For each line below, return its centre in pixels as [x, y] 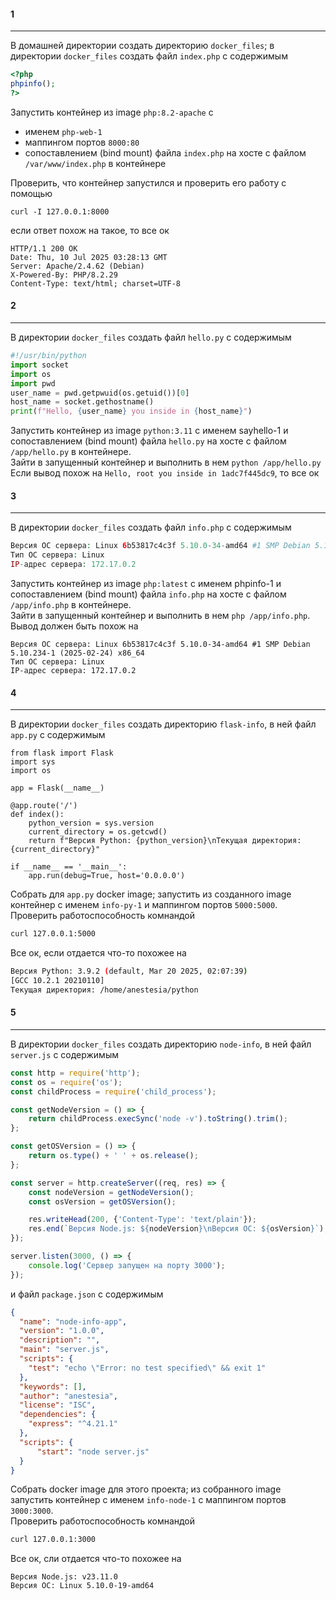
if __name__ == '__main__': [69, 867]
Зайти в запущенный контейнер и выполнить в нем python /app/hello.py [166, 462]
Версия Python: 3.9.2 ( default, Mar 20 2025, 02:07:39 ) [129, 971]
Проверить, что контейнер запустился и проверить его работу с [148, 182]
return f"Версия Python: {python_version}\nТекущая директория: [165, 841]
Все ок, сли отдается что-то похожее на [96, 1559]
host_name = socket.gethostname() [82, 402]
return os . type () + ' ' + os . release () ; [113, 1156]
